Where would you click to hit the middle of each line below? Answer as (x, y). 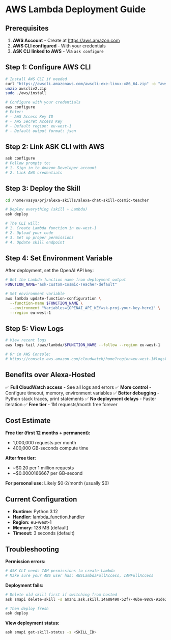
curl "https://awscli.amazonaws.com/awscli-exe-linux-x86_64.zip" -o (81, 84)
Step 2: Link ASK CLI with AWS (55, 146)
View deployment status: (32, 623)
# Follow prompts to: (28, 163)
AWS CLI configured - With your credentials (59, 46)
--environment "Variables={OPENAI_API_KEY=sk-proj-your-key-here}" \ (85, 308)
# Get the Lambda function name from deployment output (66, 280)
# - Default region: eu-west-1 (38, 126)
